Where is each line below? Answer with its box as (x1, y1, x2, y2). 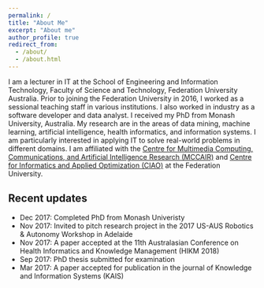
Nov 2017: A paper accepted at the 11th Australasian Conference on (19, 238, 239, 247)
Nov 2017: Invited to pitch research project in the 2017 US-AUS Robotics (19, 221, 254, 231)
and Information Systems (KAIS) (19, 271, 125, 280)
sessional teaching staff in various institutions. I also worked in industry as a (8, 102, 255, 111)
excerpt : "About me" (8, 26, 76, 34)
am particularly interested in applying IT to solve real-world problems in (8, 135, 240, 145)
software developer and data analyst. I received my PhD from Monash (8, 110, 235, 120)
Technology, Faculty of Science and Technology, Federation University (8, 85, 238, 94)
